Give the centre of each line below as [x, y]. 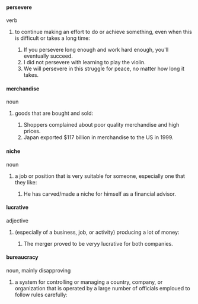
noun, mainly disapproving [39, 271]
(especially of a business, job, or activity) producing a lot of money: [97, 232]
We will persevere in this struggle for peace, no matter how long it [104, 69]
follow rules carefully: [41, 295]
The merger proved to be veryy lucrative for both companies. [98, 243]
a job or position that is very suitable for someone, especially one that [100, 176]
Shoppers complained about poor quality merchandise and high [101, 125]
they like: [26, 182]
